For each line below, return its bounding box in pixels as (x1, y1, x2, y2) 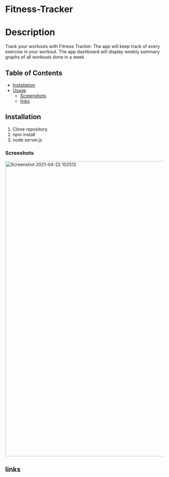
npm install (12, 131, 36, 137)
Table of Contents (5, 69, 63, 77)
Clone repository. (12, 126, 49, 132)
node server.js (12, 137, 43, 143)
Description (5, 27, 55, 38)
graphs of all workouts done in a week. (5, 54, 86, 60)
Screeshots (5, 149, 34, 156)
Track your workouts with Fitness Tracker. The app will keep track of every (5, 43, 160, 49)
